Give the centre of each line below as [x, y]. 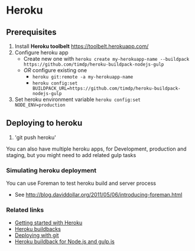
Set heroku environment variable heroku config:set [77, 99]
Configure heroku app [42, 53]
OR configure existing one [55, 70]
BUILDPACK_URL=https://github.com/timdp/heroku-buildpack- [107, 89]
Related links [25, 210]
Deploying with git [37, 235]
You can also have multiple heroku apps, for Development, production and [97, 149]
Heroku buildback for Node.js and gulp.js [65, 242]
